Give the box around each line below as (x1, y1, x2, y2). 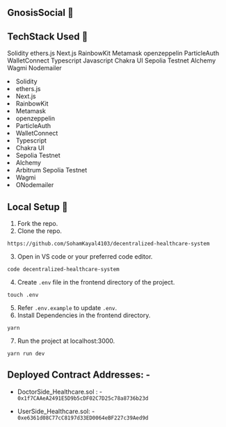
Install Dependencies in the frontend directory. (17, 311, 151, 320)
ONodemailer (16, 181, 54, 189)
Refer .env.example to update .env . (17, 304, 118, 312)
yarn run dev (7, 351, 45, 357)
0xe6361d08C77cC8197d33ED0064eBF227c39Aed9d (17, 414, 149, 421)
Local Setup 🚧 (7, 201, 68, 213)
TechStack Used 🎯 (7, 31, 88, 42)
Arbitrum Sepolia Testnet (16, 166, 88, 175)
